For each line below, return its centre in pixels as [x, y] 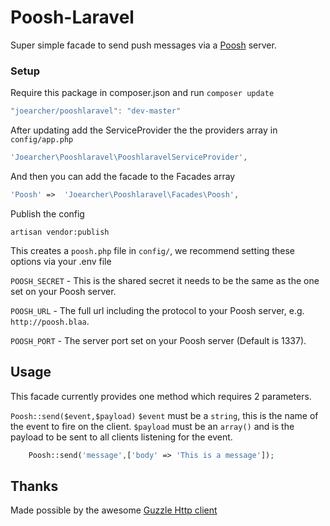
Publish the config [47, 213]
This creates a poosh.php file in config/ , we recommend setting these [152, 250]
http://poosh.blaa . [50, 321]
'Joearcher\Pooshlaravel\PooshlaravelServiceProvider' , [129, 157]
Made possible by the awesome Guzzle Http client [114, 510]
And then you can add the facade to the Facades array [123, 176]
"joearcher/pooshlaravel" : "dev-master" [96, 111]
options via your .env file [61, 261]
